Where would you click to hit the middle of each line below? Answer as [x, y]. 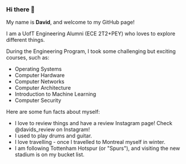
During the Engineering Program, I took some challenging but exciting [91, 51]
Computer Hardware [40, 76]
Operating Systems [38, 69]
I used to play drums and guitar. [53, 136]
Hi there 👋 [21, 9]
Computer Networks [40, 81]
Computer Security [38, 100]
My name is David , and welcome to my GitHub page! [70, 22]
